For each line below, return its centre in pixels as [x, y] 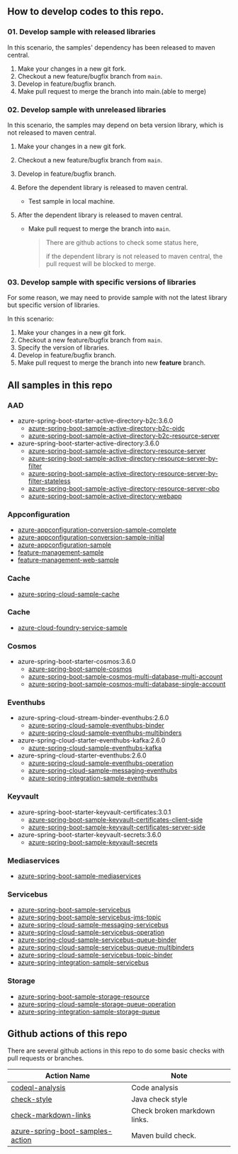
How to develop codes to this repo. [86, 12]
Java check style [159, 1099]
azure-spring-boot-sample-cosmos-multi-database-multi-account [125, 677]
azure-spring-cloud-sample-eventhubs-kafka [95, 748]
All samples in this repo [60, 385]
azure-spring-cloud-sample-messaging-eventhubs [103, 771]
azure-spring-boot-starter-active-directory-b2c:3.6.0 [95, 421]
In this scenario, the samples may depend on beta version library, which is [115, 125]
